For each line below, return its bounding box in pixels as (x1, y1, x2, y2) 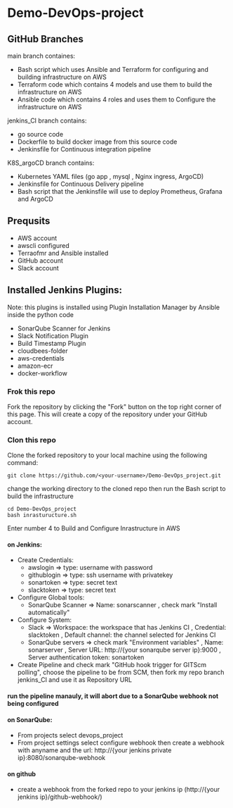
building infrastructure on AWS (17, 73, 107, 81)
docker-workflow (17, 368, 68, 378)
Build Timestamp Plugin (17, 339, 86, 347)
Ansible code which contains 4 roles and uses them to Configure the (17, 95, 216, 104)
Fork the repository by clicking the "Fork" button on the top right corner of (7, 402, 222, 411)
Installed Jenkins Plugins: (7, 284, 123, 297)
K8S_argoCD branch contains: (7, 159, 95, 167)
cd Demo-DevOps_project (7, 506, 77, 513)
